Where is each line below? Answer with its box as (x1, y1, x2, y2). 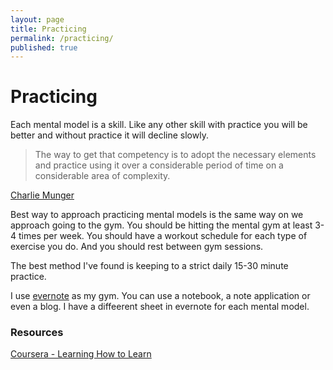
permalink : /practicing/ (10, 33, 114, 43)
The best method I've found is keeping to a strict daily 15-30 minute (10, 260, 289, 272)
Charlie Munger (10, 189, 75, 201)
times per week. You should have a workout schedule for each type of (18, 230, 308, 242)
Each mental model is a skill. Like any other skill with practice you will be (10, 119, 308, 131)
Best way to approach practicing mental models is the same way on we (10, 209, 304, 221)
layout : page (10, 14, 65, 25)
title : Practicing (10, 24, 87, 34)
